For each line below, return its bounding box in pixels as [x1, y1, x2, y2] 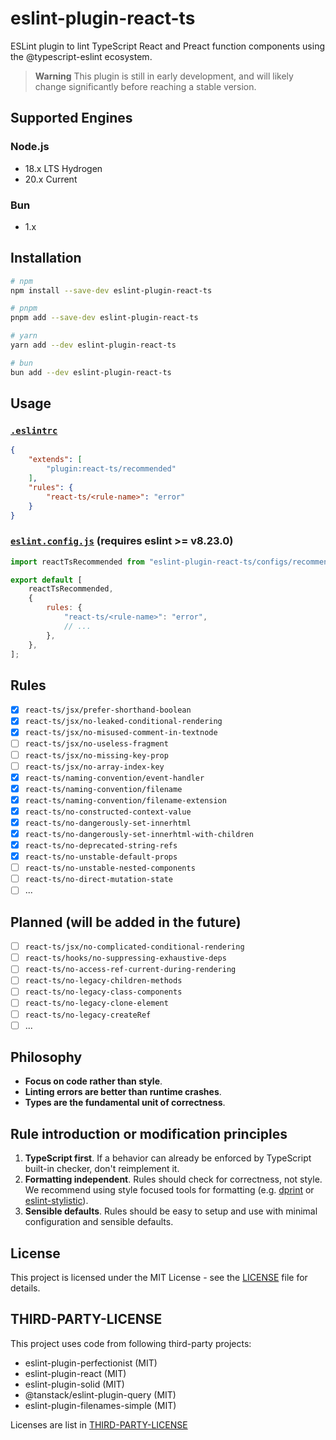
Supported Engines [10, 110, 133, 127]
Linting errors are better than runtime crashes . [24, 1086, 222, 1098]
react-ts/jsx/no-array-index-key [24, 762, 165, 772]
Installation [10, 250, 82, 267]
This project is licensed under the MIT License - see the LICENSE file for [10, 1272, 308, 1284]
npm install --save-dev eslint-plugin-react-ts [10, 285, 213, 296]
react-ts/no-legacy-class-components [24, 987, 183, 997]
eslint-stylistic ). [24, 1195, 89, 1207]
